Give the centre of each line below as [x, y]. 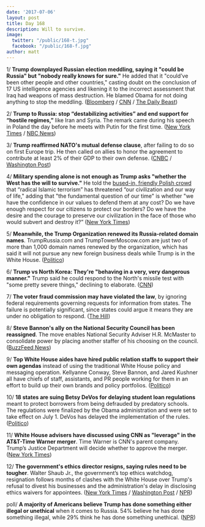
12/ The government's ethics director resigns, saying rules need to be [96, 466]
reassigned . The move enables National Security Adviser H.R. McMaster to [101, 334]
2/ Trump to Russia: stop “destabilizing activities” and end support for [97, 113]
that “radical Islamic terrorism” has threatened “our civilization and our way [101, 189]
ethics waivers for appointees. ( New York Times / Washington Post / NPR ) [99, 492]
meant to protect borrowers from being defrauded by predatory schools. [98, 403]
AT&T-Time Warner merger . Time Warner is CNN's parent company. [93, 441]
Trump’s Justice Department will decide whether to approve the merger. [97, 448]
